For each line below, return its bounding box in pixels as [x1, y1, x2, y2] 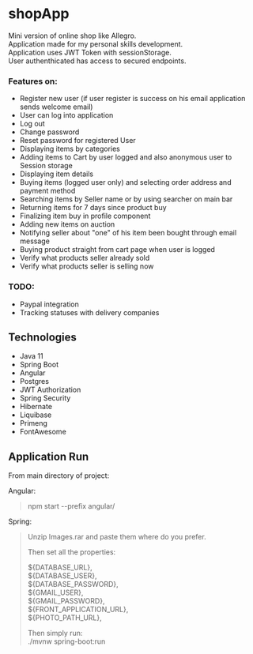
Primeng [19, 419, 47, 428]
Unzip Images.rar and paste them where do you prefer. [27, 532, 207, 542]
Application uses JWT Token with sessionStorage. [8, 47, 172, 57]
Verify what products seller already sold [19, 254, 150, 263]
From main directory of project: [8, 471, 110, 480]
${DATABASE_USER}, [27, 571, 97, 581]
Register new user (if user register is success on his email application [19, 94, 246, 103]
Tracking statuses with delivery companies [19, 307, 160, 317]
